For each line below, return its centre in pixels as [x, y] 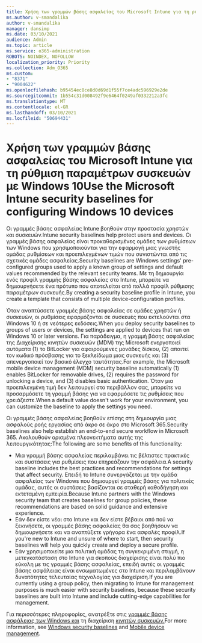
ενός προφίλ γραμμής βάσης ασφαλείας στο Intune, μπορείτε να [88, 280]
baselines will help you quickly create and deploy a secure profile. [96, 545]
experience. [30, 513]
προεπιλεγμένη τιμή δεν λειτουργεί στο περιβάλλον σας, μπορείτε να [94, 387]
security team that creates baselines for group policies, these [91, 500]
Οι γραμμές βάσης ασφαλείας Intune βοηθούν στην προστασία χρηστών [98, 229]
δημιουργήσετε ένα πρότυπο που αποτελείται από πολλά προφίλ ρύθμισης [100, 286]
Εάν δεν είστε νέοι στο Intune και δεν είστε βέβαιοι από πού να [94, 520]
